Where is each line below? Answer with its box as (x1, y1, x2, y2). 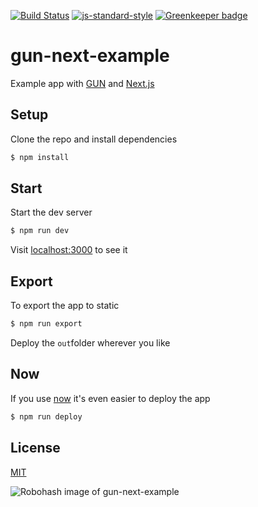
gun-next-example (10, 45, 170, 67)
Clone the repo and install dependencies (10, 133, 178, 145)
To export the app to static (10, 300, 120, 312)
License (10, 440, 61, 457)
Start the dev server (10, 206, 93, 219)
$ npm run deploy (10, 411, 83, 422)
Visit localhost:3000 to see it (10, 244, 128, 256)
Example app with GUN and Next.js (10, 77, 155, 89)
